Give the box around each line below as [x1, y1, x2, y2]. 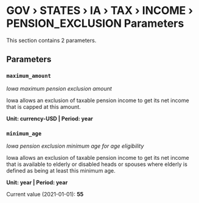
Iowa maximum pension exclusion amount [6, 84, 113, 92]
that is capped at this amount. [6, 103, 81, 110]
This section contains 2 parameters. [6, 36, 97, 44]
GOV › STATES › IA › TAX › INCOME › [6, 4, 194, 18]
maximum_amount [6, 72, 52, 80]
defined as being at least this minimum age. [6, 167, 116, 174]
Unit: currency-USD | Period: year [6, 115, 93, 122]
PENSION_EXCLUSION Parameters [6, 16, 184, 30]
